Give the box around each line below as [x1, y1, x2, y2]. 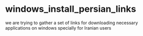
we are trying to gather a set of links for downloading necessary [5, 20, 138, 26]
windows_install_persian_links [5, 3, 136, 15]
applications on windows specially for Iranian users [5, 25, 112, 31]
